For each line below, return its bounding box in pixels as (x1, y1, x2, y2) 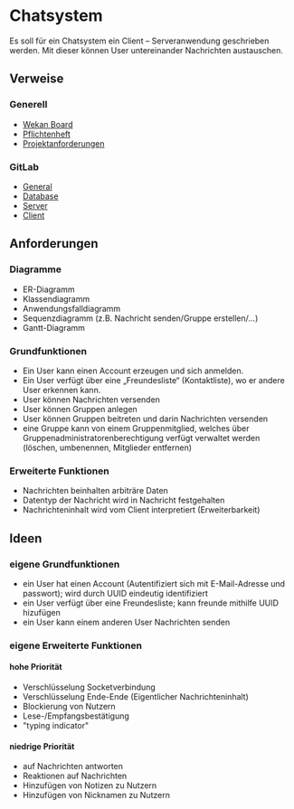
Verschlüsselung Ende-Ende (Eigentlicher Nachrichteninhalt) (22, 691, 249, 702)
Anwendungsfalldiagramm (22, 303, 121, 314)
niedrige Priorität (9, 740, 75, 751)
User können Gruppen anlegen (22, 403, 138, 414)
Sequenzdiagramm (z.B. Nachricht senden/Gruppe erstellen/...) (22, 313, 259, 324)
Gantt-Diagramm (22, 322, 86, 333)
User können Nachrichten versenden (22, 394, 161, 405)
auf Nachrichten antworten (22, 761, 124, 772)
